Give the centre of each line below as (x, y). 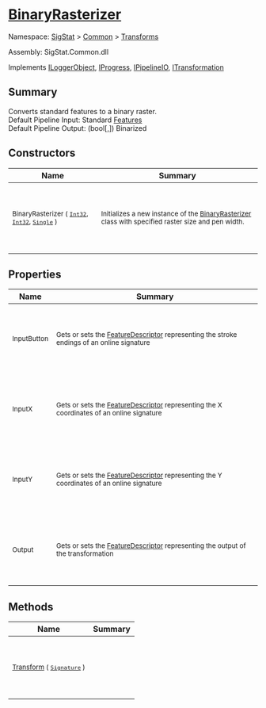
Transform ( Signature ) (49, 667)
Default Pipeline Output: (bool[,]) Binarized (78, 128)
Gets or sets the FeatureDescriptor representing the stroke (146, 335)
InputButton (30, 339)
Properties (35, 274)
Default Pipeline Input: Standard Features (75, 120)
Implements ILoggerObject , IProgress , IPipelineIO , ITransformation (116, 67)
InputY (23, 480)
